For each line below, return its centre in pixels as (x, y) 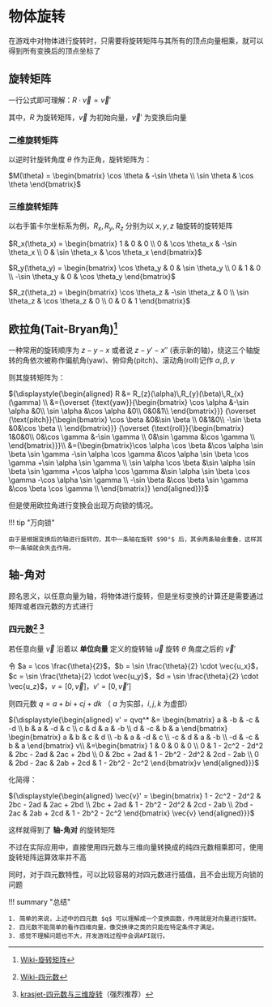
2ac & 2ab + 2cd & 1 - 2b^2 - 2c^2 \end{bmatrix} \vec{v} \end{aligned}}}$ (132, 813)
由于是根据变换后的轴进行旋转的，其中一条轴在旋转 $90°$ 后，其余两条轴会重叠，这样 (133, 539)
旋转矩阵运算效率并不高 (47, 857)
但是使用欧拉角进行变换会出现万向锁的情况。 (83, 505)
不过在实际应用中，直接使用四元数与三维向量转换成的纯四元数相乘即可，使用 (136, 847)
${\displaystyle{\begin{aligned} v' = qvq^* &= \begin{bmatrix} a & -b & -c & (134, 720)
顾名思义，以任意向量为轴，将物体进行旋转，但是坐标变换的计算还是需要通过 (136, 596)
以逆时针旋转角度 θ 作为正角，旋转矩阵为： (80, 160)
